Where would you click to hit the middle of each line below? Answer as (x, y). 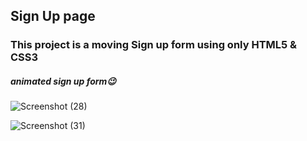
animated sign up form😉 (63, 81)
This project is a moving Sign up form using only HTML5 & (154, 45)
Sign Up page (53, 16)
